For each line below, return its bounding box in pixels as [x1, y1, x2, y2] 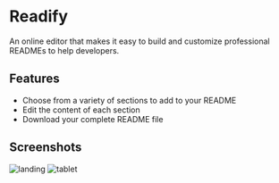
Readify [9, 6, 69, 27]
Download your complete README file [21, 113, 164, 124]
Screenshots [9, 140, 82, 155]
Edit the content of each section [21, 104, 140, 115]
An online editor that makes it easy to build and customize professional [9, 36, 270, 46]
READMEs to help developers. [9, 45, 120, 55]
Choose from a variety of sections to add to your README [21, 95, 237, 105]
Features [9, 71, 60, 87]
